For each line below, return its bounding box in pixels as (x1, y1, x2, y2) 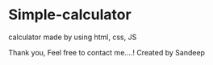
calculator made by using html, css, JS (8, 32, 137, 42)
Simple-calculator (8, 6, 132, 24)
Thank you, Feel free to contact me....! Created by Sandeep (8, 47, 206, 57)
